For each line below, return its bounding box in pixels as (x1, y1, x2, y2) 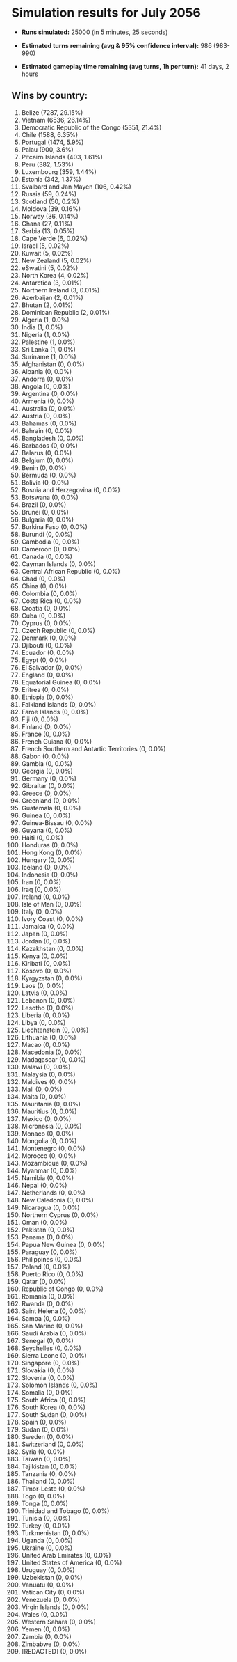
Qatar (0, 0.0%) (21, 1277, 67, 1285)
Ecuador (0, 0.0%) (21, 648, 74, 657)
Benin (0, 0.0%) (21, 463, 67, 471)
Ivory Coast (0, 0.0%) (21, 914, 83, 923)
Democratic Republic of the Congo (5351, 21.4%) (21, 123, 162, 132)
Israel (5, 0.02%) (21, 242, 70, 250)
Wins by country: (11, 90, 88, 102)
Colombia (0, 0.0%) (21, 589, 78, 597)
